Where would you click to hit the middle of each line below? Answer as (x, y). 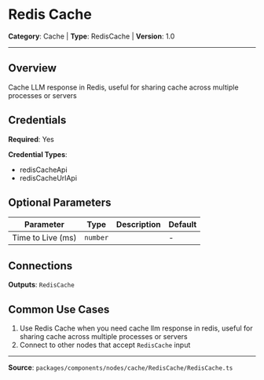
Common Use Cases (59, 309)
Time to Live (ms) (44, 238)
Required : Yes (31, 139)
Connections (40, 266)
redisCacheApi (44, 170)
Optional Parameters (60, 202)
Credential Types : (38, 154)
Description (139, 225)
